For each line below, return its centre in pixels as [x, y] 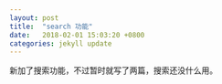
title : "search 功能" [51, 26]
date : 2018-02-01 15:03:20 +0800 [77, 35]
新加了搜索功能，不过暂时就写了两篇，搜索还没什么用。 [113, 70]
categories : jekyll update [61, 43]
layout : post [34, 18]
